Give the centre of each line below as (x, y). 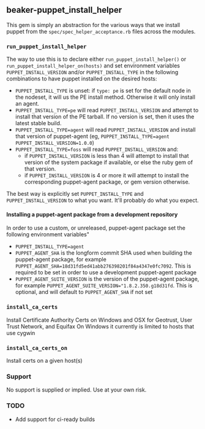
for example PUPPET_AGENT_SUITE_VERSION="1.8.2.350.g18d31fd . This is (104, 285)
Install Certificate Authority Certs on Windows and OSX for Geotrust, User (99, 320)
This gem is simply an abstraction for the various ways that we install (93, 25)
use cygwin (21, 333)
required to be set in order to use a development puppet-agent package (106, 272)
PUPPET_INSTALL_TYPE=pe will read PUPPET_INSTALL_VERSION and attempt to (107, 110)
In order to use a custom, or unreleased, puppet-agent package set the (96, 228)
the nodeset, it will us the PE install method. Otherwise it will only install (105, 97)
